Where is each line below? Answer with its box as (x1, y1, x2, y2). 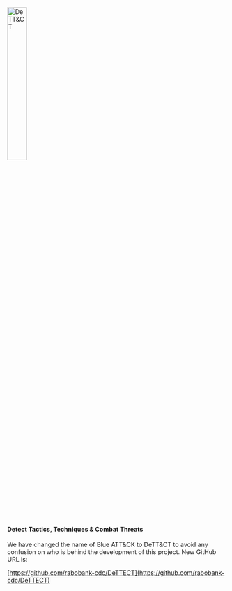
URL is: (7, 555, 28, 564)
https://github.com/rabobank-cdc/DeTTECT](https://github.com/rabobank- (9, 569, 225, 577)
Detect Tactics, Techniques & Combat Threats (7, 525, 144, 533)
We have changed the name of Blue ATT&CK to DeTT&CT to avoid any (7, 540, 208, 549)
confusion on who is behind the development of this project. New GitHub (7, 548, 217, 556)
